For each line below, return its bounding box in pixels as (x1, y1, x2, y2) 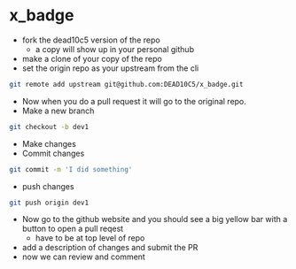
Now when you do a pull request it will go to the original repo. (21, 96, 246, 106)
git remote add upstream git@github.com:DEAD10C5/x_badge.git (9, 80, 244, 88)
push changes (21, 181, 74, 191)
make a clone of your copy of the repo (21, 53, 162, 64)
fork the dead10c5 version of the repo (21, 35, 161, 45)
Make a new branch (21, 105, 95, 116)
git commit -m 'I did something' (9, 165, 133, 173)
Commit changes (21, 148, 85, 158)
